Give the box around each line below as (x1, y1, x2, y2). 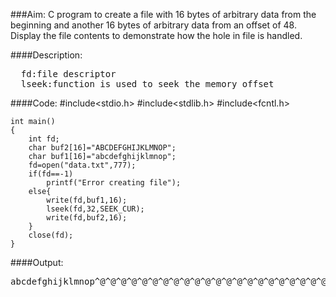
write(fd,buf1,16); (46, 195, 128, 205)
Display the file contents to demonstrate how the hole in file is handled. (10, 30, 303, 41)
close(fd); (28, 230, 74, 240)
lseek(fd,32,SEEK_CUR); (46, 204, 145, 214)
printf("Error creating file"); (46, 178, 182, 188)
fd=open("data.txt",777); (28, 160, 137, 170)
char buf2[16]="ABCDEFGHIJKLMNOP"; (28, 143, 177, 153)
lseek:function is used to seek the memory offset (20, 79, 275, 89)
